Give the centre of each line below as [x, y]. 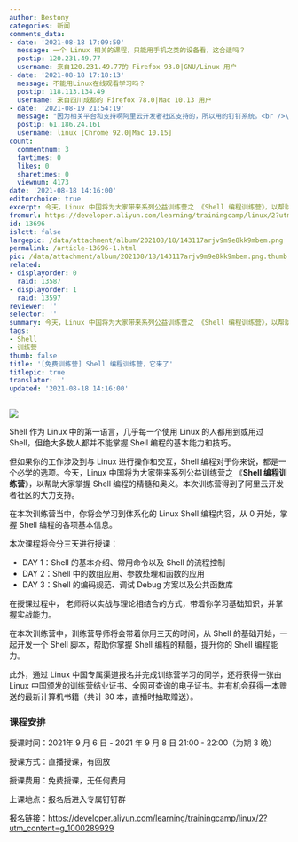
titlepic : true [37, 372]
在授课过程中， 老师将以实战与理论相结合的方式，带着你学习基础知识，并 [142, 603]
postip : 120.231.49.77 [59, 59]
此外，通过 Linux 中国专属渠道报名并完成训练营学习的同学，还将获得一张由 [145, 674]
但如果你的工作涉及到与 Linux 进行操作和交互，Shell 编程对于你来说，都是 [144, 461]
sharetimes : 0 [43, 174]
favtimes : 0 [39, 157]
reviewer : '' [33, 306]
